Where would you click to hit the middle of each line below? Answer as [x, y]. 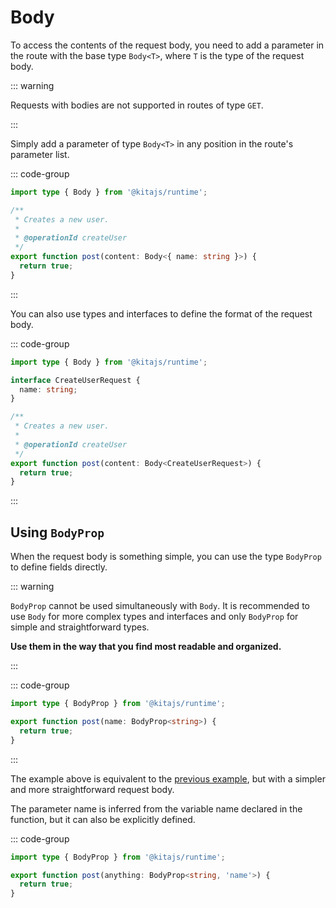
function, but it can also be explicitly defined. [103, 819]
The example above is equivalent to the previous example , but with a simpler [168, 778]
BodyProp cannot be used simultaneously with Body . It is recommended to [160, 606]
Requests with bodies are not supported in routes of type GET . [137, 105]
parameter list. [40, 154]
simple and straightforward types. [80, 627]
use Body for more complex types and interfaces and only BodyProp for [154, 617]
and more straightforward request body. [92, 789]
